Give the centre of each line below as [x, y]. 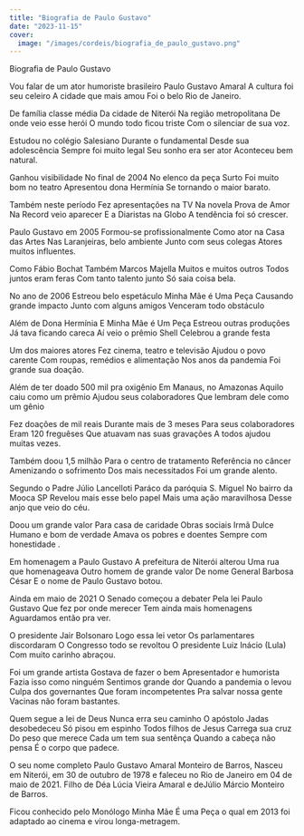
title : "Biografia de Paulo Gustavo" [81, 18]
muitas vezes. [35, 443]
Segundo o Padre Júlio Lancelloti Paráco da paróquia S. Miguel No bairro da [151, 488]
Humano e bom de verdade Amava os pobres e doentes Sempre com [138, 535]
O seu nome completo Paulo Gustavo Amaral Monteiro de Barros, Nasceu [146, 765]
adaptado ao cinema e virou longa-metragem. [95, 821]
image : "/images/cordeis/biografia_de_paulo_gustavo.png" [129, 43]
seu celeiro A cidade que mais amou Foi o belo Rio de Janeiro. [125, 96]
